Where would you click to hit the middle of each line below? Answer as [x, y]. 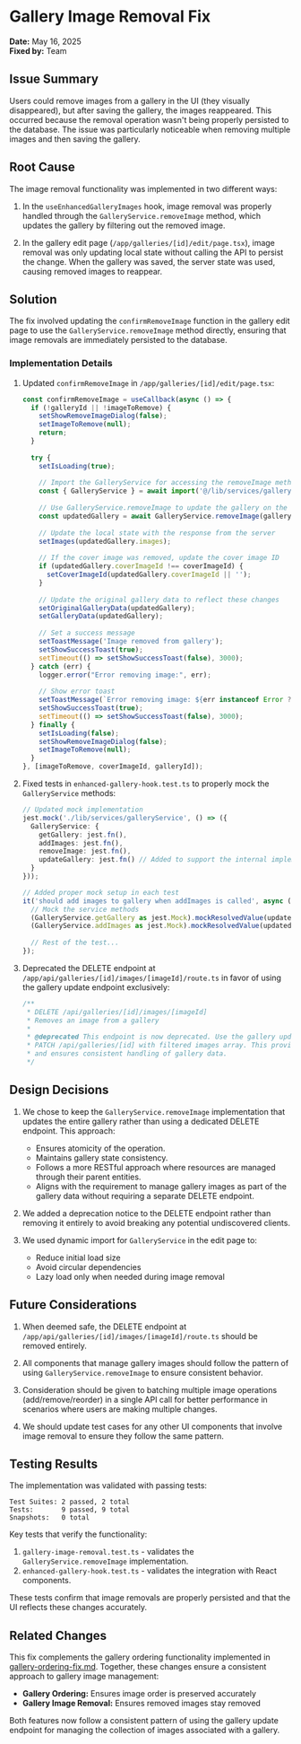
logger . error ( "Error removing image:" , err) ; [125, 675]
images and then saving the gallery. [75, 139]
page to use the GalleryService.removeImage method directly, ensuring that [148, 330]
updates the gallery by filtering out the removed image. [124, 225]
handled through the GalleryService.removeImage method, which [142, 215]
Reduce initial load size [78, 1258]
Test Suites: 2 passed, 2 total [69, 1502]
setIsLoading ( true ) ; [77, 466]
